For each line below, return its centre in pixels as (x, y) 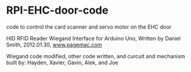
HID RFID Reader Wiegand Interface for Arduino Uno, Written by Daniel (93, 38)
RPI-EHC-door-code (57, 10)
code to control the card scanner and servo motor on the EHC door (89, 27)
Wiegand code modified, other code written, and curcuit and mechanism (96, 56)
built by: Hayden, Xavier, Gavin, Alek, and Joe (62, 62)
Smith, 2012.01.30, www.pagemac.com (54, 45)
